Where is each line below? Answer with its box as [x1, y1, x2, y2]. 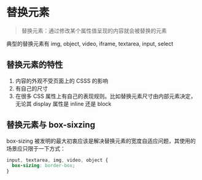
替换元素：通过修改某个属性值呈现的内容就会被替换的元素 [21, 27, 167, 34]
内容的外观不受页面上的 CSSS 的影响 [15, 77, 109, 84]
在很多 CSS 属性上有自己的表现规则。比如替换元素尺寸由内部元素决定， [15, 92, 196, 100]
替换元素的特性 [6, 59, 63, 70]
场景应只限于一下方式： [6, 144, 66, 152]
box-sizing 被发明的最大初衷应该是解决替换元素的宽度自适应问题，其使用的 [6, 137, 196, 144]
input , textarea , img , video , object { [6, 157, 109, 163]
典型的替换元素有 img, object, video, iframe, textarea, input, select [6, 40, 174, 47]
